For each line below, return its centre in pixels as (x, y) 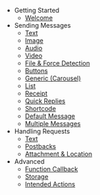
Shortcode (40, 109)
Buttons (36, 71)
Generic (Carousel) (53, 78)
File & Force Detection (57, 63)
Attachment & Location (59, 154)
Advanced (29, 162)
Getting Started (36, 10)
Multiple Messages (52, 123)
